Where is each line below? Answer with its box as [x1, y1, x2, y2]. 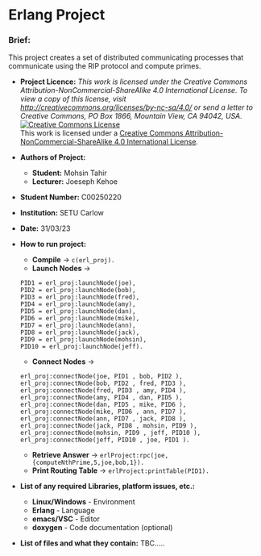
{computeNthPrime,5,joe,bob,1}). [31, 458, 145, 467]
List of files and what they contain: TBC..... [19, 538, 165, 548]
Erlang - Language [31, 506, 95, 516]
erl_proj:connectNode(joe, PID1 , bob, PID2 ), [19, 373, 183, 381]
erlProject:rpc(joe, [99, 452, 169, 460]
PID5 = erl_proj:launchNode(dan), [19, 307, 136, 316]
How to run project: [19, 240, 87, 249]
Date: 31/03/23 [19, 224, 71, 233]
